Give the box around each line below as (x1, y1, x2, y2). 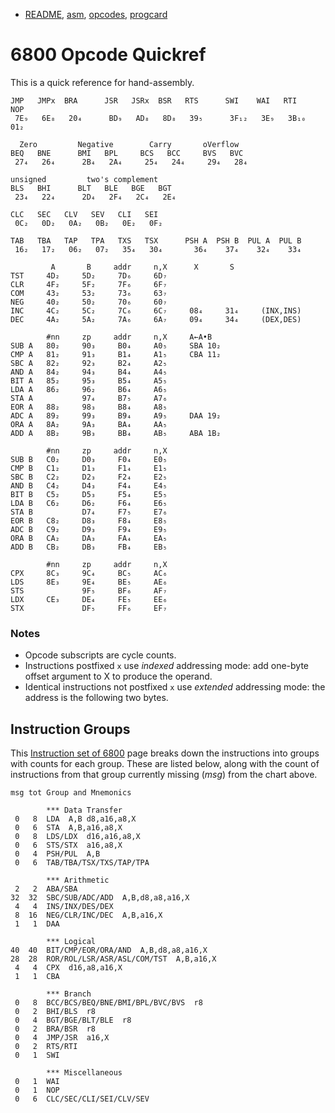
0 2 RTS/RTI (14, 1042, 78, 1052)
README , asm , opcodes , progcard (24, 9, 168, 20)
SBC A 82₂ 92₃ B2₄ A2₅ (10, 358, 168, 368)
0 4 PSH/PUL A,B (14, 849, 101, 859)
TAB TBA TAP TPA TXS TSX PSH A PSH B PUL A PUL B (10, 235, 302, 246)
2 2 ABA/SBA (14, 884, 78, 894)
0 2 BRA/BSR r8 (14, 1024, 97, 1034)
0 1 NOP (14, 1085, 60, 1096)
